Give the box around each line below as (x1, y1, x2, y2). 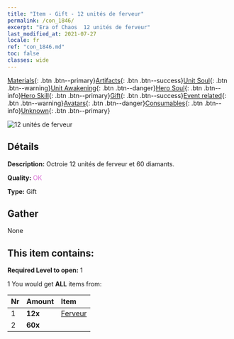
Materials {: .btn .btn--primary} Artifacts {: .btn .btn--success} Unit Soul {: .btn (7, 76, 228, 85)
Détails (7, 141, 39, 153)
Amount (26, 296, 55, 306)
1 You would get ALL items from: (7, 280, 102, 289)
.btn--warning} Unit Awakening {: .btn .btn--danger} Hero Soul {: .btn (7, 83, 203, 92)
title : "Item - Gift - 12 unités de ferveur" (7, 10, 144, 18)
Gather (7, 208, 39, 220)
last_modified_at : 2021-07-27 (7, 30, 97, 38)
